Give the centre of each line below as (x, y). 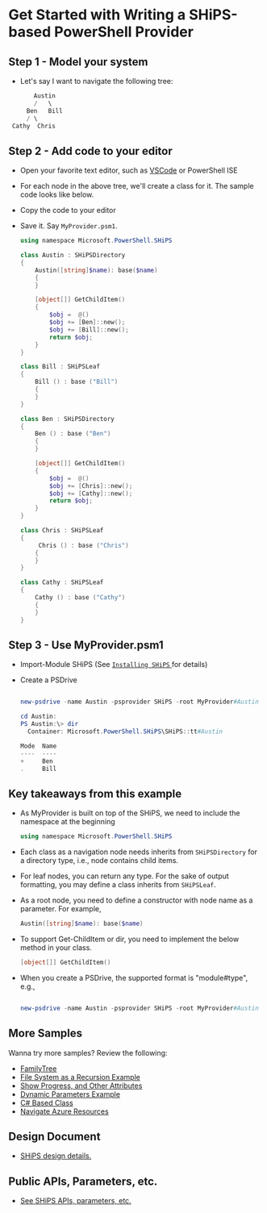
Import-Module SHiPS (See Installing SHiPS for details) (114, 665)
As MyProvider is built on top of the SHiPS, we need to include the (130, 813)
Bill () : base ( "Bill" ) (77, 382)
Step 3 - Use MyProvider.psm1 (86, 645)
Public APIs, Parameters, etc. (83, 1181)
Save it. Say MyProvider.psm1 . (69, 226)
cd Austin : (38, 717)
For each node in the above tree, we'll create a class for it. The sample (137, 186)
